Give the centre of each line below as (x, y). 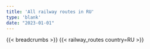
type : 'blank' (24, 17)
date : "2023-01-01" (30, 23)
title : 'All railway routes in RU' (50, 12)
